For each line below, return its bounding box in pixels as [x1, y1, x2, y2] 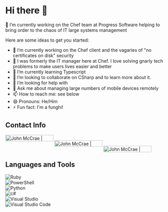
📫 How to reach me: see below [12, 91, 79, 97]
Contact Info [5, 121, 46, 130]
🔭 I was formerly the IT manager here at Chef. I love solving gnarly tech [12, 57, 163, 64]
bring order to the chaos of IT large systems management [5, 27, 127, 33]
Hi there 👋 [5, 5, 48, 16]
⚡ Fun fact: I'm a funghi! [12, 104, 64, 110]
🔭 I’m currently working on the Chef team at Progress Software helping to [5, 22, 160, 28]
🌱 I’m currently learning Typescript [12, 69, 86, 75]
